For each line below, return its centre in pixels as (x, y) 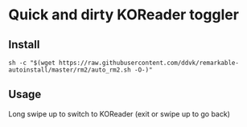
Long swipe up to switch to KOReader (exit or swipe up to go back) (119, 113)
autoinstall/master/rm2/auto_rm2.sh (70, 70)
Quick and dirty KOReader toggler (124, 15)
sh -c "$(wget (32, 63)
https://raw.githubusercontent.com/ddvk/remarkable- (149, 63)
